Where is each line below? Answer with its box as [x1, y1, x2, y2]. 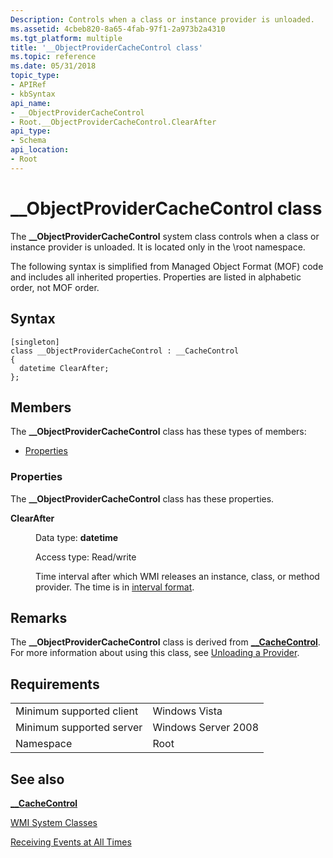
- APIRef [10, 80, 47, 90]
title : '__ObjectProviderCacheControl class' [10, 42, 203, 53]
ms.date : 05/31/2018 [10, 61, 97, 71]
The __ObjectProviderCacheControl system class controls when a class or [10, 230, 320, 242]
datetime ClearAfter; [19, 363, 110, 373]
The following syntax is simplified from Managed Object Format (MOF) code [10, 260, 324, 272]
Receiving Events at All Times [10, 836, 132, 848]
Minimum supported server [15, 721, 143, 735]
